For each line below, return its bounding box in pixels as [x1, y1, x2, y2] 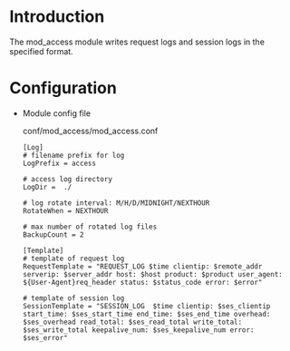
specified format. [9, 45, 74, 56]
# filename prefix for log [22, 151, 125, 160]
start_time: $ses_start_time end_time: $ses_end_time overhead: [22, 309, 271, 318]
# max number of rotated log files [22, 222, 158, 231]
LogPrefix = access [22, 159, 97, 168]
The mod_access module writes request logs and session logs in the [9, 36, 266, 47]
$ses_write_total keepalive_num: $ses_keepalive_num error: [22, 325, 255, 335]
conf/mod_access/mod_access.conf [22, 125, 159, 136]
